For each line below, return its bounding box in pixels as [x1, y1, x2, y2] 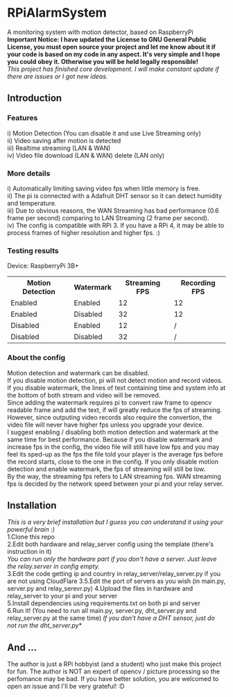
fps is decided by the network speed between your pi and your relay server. [7, 479, 224, 488]
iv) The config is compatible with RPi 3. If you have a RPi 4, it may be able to [7, 221, 225, 229]
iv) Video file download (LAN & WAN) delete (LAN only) [7, 151, 165, 159]
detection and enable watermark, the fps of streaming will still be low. [7, 464, 206, 473]
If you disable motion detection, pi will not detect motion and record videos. [7, 376, 223, 384]
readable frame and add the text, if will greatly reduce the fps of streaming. [7, 405, 222, 414]
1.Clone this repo [7, 533, 55, 541]
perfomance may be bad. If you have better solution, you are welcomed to [7, 675, 219, 683]
